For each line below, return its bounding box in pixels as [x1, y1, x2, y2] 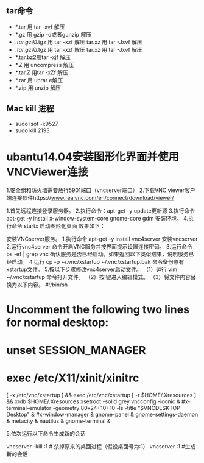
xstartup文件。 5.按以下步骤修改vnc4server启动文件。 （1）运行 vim [6, 266, 178, 273]
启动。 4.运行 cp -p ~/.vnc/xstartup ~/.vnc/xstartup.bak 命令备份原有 [11, 258, 185, 265]
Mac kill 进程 [6, 104, 55, 114]
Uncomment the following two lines [6, 302, 190, 316]
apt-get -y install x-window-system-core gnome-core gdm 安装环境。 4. [6, 214, 189, 222]
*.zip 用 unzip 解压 [15, 84, 61, 91]
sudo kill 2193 [15, 127, 50, 134]
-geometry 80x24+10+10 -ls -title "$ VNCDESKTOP [52, 404, 181, 411]
